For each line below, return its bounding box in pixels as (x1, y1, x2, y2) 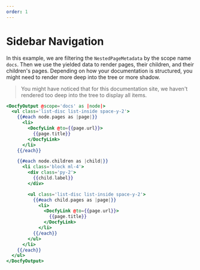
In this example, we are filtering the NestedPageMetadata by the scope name (6, 54, 192, 62)
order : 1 (6, 8, 28, 15)
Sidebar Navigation (6, 34, 104, 48)
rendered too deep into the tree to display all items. (20, 91, 147, 99)
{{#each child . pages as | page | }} (32, 197, 117, 203)
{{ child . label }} (32, 175, 74, 181)
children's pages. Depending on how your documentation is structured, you (6, 67, 193, 74)
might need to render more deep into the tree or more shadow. (6, 73, 160, 81)
